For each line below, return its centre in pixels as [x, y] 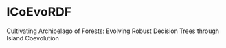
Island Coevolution [33, 38]
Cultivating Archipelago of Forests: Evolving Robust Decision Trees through [113, 31]
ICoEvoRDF [39, 12]
